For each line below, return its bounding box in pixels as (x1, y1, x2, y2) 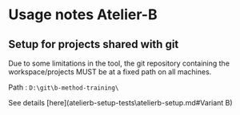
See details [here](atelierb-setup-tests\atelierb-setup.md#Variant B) (8, 98, 234, 107)
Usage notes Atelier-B (8, 6, 158, 24)
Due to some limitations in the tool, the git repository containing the (8, 58, 230, 68)
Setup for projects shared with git (8, 38, 179, 51)
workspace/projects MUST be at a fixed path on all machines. (8, 67, 212, 77)
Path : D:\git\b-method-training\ (8, 82, 119, 92)
